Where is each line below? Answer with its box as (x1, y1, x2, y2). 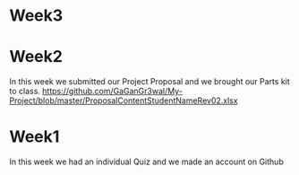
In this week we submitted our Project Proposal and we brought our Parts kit (9, 76, 291, 87)
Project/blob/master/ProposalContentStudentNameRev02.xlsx (9, 95, 239, 106)
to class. (9, 86, 40, 97)
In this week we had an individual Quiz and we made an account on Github (9, 156, 284, 167)
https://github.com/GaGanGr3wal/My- (41, 86, 184, 97)
